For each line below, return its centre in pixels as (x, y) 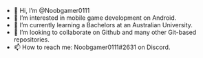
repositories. (31, 40)
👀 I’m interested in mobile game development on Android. (95, 18)
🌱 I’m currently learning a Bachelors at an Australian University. (103, 25)
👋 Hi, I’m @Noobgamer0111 (52, 11)
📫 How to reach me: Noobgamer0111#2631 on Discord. (92, 47)
